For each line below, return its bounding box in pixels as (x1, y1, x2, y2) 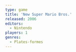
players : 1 (5, 30, 28, 35)
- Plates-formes (9, 40, 43, 45)
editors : (5, 21, 23, 26)
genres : (5, 35, 21, 40)
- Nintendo (9, 26, 32, 31)
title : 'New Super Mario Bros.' (5, 12, 72, 17)
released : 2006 (5, 16, 37, 21)
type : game (5, 7, 28, 12)
